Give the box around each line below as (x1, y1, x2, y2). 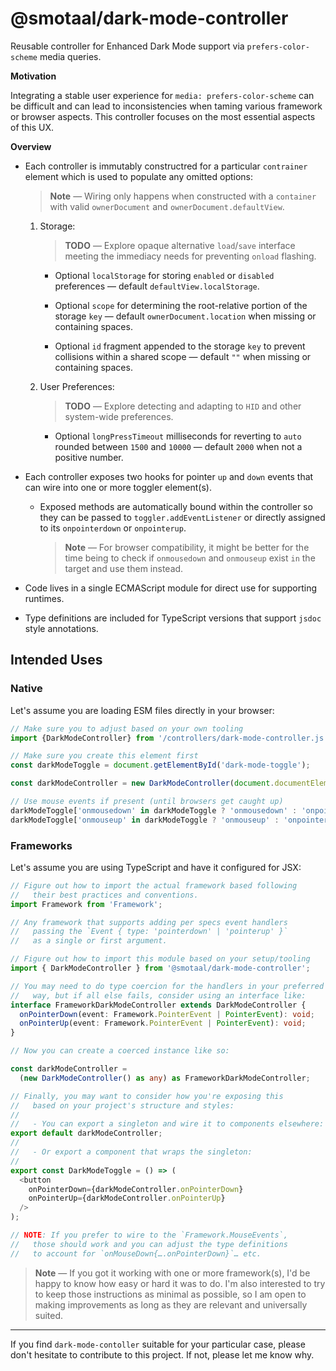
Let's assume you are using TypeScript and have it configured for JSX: (10, 861, 302, 873)
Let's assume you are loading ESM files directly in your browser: (10, 704, 275, 716)
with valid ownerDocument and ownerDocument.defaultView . (49, 200, 285, 212)
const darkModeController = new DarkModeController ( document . (10, 778, 275, 789)
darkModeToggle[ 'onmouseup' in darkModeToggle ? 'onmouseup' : (10, 815, 280, 825)
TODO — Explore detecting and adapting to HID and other (64, 400, 302, 412)
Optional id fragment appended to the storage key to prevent (54, 340, 306, 352)
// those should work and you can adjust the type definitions (10, 1239, 288, 1249)
